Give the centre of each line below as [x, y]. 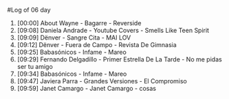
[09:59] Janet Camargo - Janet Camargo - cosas [87, 88]
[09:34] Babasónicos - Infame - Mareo [72, 74]
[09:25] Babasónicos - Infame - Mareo [72, 52]
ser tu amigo [35, 67]
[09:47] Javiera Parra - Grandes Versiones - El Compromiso [102, 81]
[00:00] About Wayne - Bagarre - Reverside [79, 23]
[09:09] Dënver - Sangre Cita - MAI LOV [74, 38]
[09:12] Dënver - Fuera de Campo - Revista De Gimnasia [97, 45]
